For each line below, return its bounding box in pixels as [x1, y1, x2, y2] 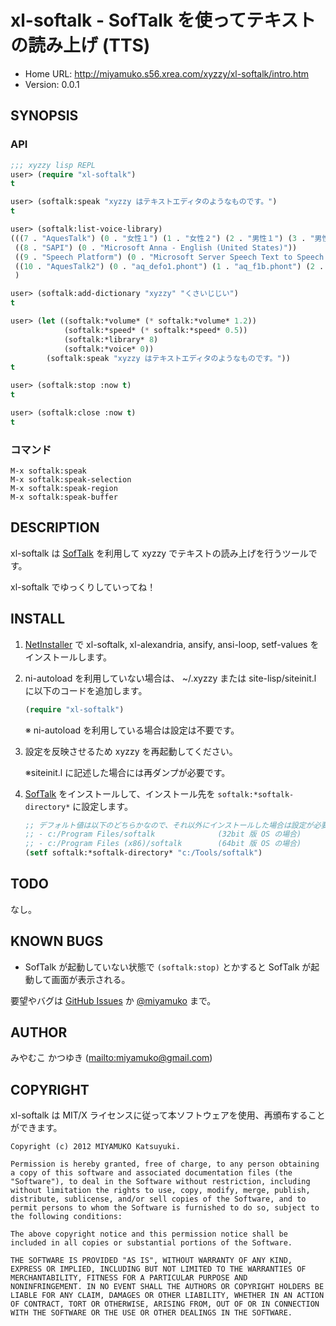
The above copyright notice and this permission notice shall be [10, 1229, 288, 1240]
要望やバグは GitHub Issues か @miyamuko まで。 [10, 994, 217, 1006]
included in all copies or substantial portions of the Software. [10, 1238, 293, 1248]
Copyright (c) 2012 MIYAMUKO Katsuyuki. [10, 1142, 182, 1152]
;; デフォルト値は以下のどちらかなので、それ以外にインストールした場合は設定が [24, 820, 314, 830]
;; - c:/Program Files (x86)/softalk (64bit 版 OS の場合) [24, 839, 302, 849]
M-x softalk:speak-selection [10, 475, 132, 485]
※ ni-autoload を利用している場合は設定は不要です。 [24, 724, 240, 736]
